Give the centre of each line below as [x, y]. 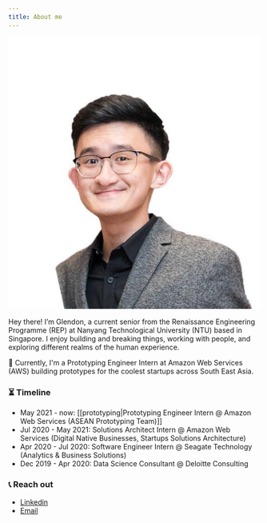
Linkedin [34, 502]
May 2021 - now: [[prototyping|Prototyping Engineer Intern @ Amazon [135, 413]
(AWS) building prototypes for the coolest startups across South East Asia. [131, 371]
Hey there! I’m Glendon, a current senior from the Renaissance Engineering [132, 321]
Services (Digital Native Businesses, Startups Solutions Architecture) [133, 438]
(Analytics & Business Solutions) [73, 455]
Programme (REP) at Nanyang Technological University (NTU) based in [125, 330]
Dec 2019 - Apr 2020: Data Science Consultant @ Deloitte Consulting [134, 464]
